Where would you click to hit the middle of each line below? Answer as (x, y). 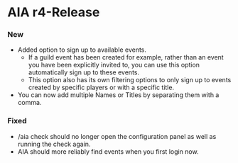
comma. (29, 103)
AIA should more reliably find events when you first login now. (108, 151)
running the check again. (54, 144)
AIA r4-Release (54, 12)
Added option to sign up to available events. (82, 50)
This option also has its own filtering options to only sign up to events (130, 80)
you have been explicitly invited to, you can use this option (114, 65)
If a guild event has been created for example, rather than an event (126, 57)
